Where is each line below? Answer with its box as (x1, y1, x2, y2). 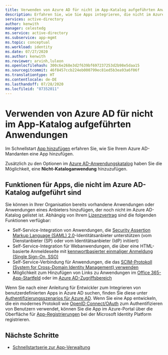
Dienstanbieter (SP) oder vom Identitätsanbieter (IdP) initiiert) (12, 238, 139, 244)
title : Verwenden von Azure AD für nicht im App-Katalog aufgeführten (5, 7, 155, 12)
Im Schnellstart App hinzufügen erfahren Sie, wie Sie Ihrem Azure (5, 145, 140, 151)
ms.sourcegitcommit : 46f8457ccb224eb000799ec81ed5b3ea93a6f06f (5, 68, 140, 73)
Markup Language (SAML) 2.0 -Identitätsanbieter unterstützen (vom (12, 232, 152, 238)
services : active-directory (5, 16, 64, 21)
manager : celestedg (5, 26, 46, 31)
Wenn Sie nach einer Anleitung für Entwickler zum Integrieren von (5, 284, 141, 290)
